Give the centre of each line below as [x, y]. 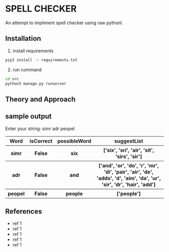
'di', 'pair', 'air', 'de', [129, 172]
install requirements [33, 50]
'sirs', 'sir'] [129, 156]
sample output [28, 116]
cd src [12, 79]
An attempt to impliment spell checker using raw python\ [64, 23]
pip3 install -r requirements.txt [41, 60]
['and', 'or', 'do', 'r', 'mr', [129, 165]
